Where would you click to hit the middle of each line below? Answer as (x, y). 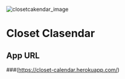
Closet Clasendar (51, 34)
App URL (23, 55)
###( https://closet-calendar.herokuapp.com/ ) (63, 70)
